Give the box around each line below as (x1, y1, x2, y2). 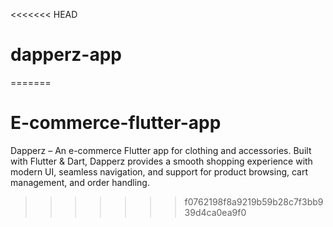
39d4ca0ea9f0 (184, 206, 247, 218)
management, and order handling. (10, 176, 150, 188)
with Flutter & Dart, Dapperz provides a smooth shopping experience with (10, 155, 313, 167)
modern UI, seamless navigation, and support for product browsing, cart (10, 165, 309, 178)
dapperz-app (10, 44, 122, 66)
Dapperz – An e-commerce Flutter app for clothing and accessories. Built (10, 144, 312, 156)
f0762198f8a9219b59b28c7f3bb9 (184, 195, 324, 208)
